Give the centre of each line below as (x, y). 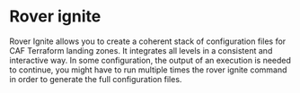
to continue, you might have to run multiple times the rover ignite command (148, 70)
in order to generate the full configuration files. (96, 79)
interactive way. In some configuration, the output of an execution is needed (150, 60)
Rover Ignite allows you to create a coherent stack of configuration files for (148, 41)
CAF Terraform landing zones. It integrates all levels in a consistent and (141, 50)
